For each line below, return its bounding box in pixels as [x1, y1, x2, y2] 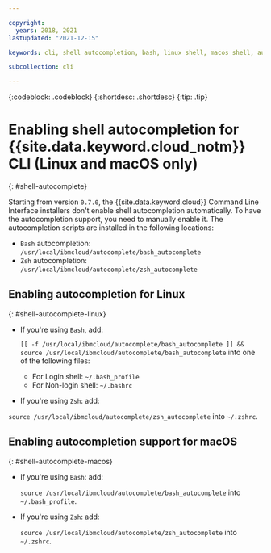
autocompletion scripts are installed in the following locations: [8, 223, 215, 233]
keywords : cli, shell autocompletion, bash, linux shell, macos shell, [8, 48, 254, 57]
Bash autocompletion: [19, 239, 91, 249]
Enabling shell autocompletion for [8, 120, 240, 139]
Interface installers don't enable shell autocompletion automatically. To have [8, 206, 261, 216]
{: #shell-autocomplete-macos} [8, 456, 113, 466]
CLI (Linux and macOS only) [8, 155, 198, 174]
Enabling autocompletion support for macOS [8, 435, 238, 449]
